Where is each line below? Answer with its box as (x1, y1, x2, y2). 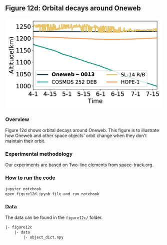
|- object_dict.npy (23, 234, 64, 240)
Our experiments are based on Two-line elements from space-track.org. (5, 162, 154, 168)
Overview (5, 115, 29, 122)
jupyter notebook (5, 186, 41, 191)
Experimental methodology (5, 150, 73, 157)
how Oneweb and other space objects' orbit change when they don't (5, 133, 147, 139)
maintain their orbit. (5, 138, 45, 144)
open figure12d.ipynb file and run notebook (5, 191, 99, 196)
